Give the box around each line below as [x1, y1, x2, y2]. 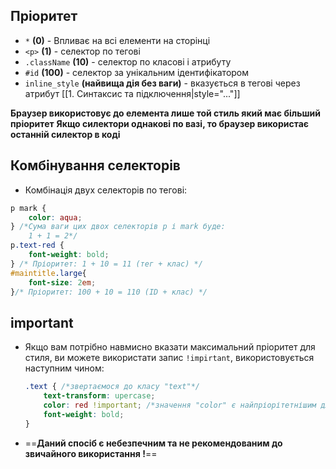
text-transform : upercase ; [43, 391, 156, 401]
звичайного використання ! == [24, 447, 158, 459]
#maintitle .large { [10, 268, 87, 278]
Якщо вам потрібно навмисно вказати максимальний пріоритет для [24, 341, 316, 353]
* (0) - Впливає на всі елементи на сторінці [24, 34, 211, 46]
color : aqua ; [28, 212, 83, 223]
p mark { [10, 203, 47, 213]
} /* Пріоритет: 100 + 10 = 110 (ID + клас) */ [10, 287, 208, 297]
